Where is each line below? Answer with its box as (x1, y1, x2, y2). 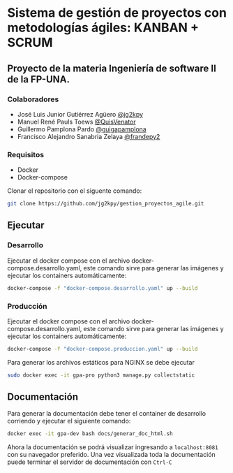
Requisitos (7, 150, 44, 159)
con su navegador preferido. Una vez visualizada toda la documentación (7, 451, 216, 459)
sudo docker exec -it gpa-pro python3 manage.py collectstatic (7, 372, 195, 379)
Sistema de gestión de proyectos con (7, 5, 227, 21)
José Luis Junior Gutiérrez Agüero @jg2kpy (17, 110, 144, 118)
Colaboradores (7, 94, 59, 104)
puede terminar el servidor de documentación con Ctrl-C (7, 458, 172, 466)
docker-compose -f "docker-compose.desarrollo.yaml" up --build (7, 284, 198, 291)
